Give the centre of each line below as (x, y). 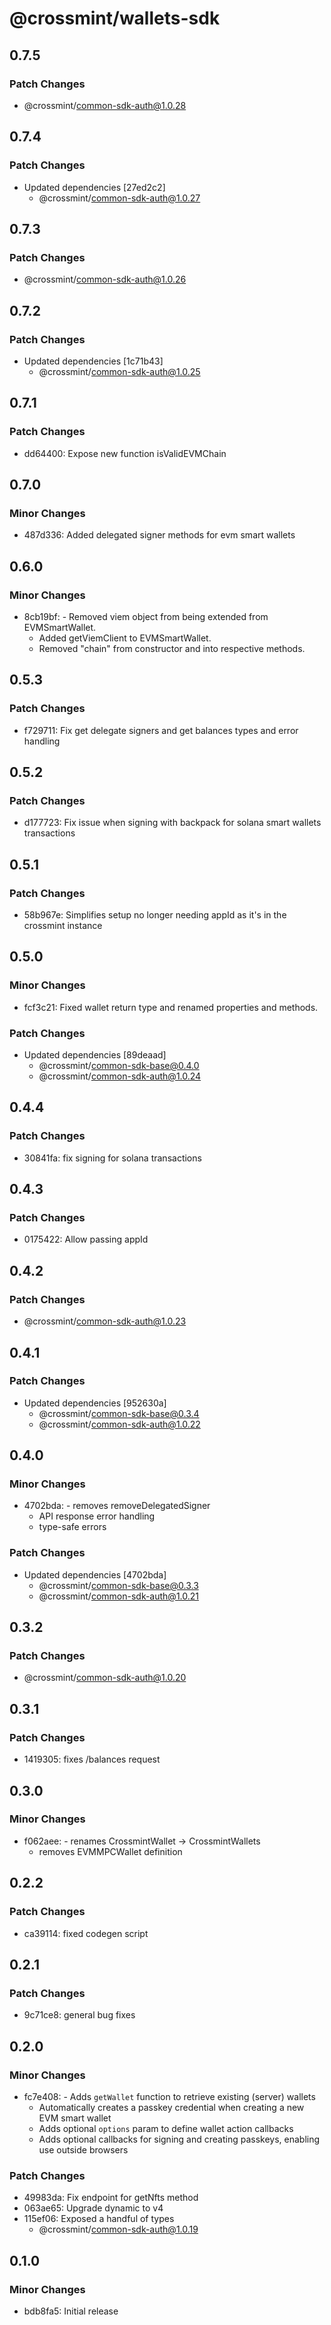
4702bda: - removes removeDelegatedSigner (117, 1506)
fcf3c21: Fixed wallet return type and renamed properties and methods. (171, 1007)
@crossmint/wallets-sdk (115, 18)
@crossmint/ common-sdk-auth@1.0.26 (105, 279)
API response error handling (97, 1516)
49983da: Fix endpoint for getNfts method (111, 2198)
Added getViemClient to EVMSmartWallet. (125, 638)
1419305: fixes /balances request (92, 1759)
